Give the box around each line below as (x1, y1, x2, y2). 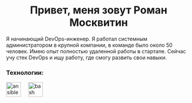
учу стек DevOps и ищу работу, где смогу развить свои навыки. (6, 54, 167, 61)
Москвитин (69, 16, 128, 29)
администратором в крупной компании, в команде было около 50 (6, 42, 173, 49)
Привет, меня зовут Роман (30, 4, 167, 17)
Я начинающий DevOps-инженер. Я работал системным (6, 35, 148, 42)
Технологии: (6, 68, 44, 77)
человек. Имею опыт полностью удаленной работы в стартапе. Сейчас (6, 47, 186, 54)
